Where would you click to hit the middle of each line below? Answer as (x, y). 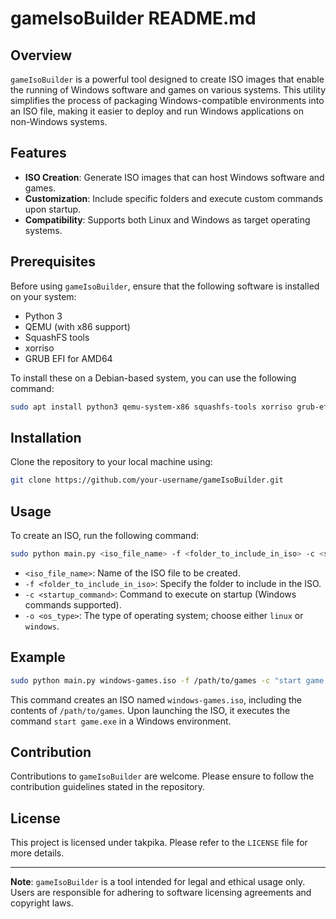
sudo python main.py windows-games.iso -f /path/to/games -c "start (156, 680)
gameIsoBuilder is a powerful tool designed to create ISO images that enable (167, 79)
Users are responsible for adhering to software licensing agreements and (161, 893)
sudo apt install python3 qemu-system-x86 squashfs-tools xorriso (151, 407)
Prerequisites (53, 262)
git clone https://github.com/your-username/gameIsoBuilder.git (147, 480)
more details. (37, 853)
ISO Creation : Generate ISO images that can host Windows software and (174, 177)
